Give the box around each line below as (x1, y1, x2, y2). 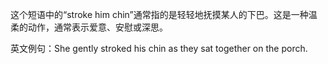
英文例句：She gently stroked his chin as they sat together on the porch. (10, 43, 308, 54)
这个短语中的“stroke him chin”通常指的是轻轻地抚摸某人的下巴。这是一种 (10, 9, 309, 20)
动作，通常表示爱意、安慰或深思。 (27, 21, 168, 33)
